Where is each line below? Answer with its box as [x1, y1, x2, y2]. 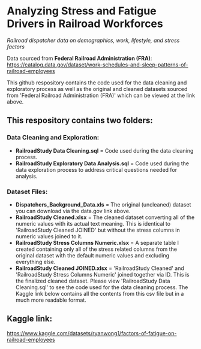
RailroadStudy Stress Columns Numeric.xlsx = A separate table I [15, 239, 179, 246]
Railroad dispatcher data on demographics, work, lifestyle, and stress [7, 37, 180, 44]
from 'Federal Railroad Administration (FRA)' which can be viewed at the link [7, 92, 196, 99]
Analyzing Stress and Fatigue [7, 4, 157, 18]
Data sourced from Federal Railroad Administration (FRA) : [7, 54, 152, 62]
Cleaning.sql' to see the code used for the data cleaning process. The [15, 283, 188, 291]
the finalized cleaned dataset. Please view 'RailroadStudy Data [15, 277, 170, 284]
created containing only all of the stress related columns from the [15, 245, 178, 253]
